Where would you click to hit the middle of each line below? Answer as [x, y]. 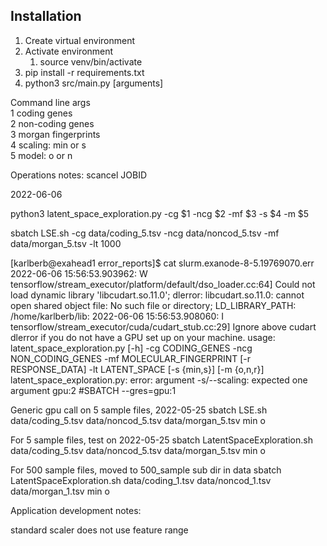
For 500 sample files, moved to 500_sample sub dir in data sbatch [146, 470]
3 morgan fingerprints [55, 134]
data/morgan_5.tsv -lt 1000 [66, 243]
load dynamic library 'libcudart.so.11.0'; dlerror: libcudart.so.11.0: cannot [157, 295]
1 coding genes [41, 113]
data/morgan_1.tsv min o [60, 491]
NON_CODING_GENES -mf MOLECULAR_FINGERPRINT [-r [131, 358]
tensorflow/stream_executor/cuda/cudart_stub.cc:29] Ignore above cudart [163, 326]
